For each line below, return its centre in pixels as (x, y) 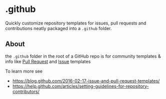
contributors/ (26, 91)
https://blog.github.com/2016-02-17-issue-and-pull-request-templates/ (86, 80)
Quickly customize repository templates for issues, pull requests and (76, 23)
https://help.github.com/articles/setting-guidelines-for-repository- (80, 86)
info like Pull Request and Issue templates (48, 61)
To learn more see (24, 71)
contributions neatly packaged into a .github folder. (58, 28)
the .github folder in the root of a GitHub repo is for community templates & (83, 56)
